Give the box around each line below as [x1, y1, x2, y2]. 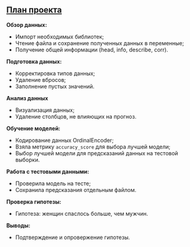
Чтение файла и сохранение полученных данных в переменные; [15, 39, 185, 46]
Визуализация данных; [15, 106, 75, 114]
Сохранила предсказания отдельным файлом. [15, 186, 137, 193]
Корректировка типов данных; [15, 70, 95, 77]
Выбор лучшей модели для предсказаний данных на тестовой [15, 149, 178, 157]
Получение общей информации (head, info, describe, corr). [15, 46, 169, 53]
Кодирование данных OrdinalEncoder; [15, 136, 114, 144]
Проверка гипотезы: [6, 198, 62, 205]
